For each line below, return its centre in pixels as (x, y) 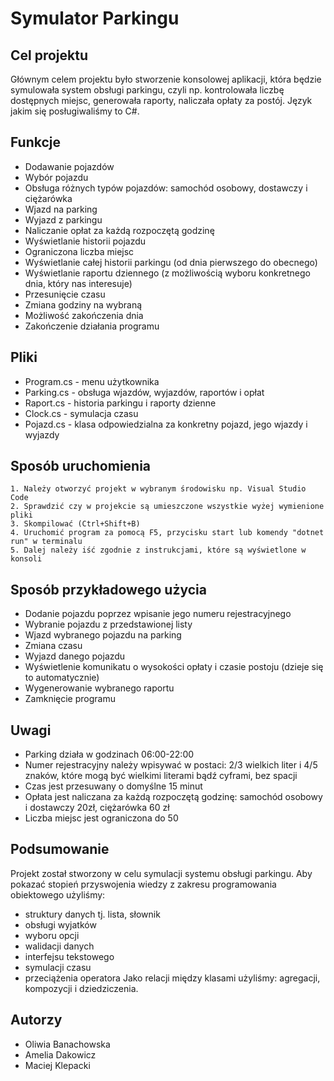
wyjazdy (42, 434)
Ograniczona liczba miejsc (79, 251)
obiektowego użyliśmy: (58, 894)
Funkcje (36, 142)
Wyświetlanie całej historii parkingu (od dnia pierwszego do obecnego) (171, 262)
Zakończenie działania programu (92, 326)
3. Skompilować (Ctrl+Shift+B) (75, 524)
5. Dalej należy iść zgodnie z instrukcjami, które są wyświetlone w (158, 550)
